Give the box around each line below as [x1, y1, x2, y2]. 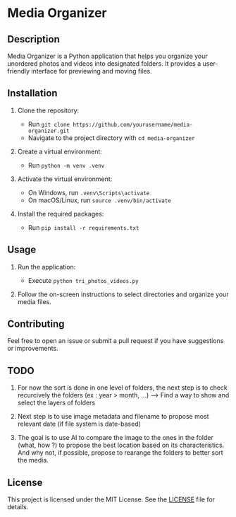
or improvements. [7, 344, 58, 353]
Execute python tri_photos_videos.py [27, 276, 139, 284]
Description [7, 33, 60, 45]
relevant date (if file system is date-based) [17, 419, 141, 429]
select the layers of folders [17, 398, 96, 407]
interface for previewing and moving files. [31, 67, 153, 75]
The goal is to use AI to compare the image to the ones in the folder [17, 434, 213, 442]
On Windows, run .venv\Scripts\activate [27, 188, 150, 197]
